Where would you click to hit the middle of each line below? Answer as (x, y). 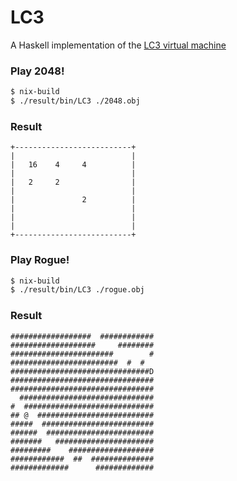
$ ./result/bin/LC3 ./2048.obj (75, 101)
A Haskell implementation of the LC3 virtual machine (118, 45)
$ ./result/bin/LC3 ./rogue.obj (77, 290)
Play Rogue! (40, 260)
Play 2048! (37, 71)
